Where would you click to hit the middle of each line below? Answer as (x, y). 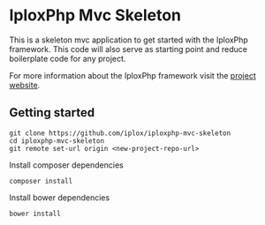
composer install (41, 181)
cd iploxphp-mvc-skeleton (57, 141)
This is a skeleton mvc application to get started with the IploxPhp (129, 40)
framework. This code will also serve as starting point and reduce (128, 49)
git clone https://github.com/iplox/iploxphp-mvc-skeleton (120, 133)
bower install (35, 214)
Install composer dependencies (66, 165)
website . (25, 85)
